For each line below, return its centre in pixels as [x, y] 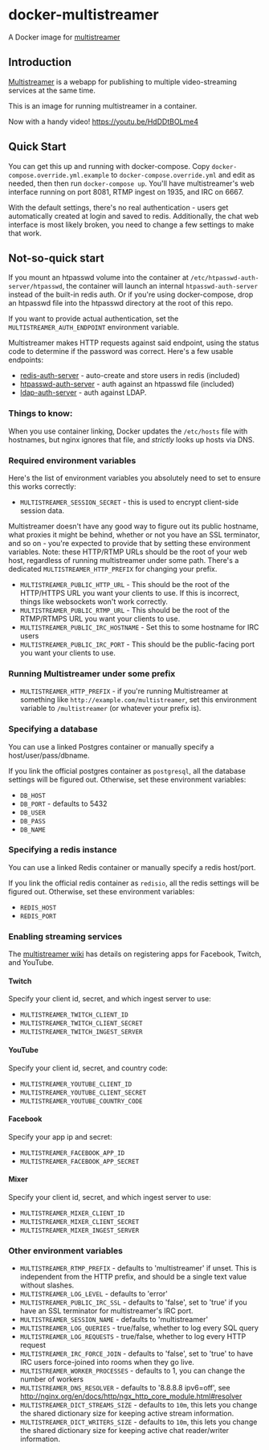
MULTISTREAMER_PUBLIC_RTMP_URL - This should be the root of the [125, 610]
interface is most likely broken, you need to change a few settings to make [131, 224]
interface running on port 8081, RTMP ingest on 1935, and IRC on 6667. [126, 191]
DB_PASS [33, 821]
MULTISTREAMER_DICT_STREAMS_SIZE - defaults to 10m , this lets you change [139, 1405]
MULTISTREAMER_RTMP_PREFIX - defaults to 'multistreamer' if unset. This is [138, 1268]
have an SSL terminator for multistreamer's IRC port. [107, 1311]
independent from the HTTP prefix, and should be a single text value [133, 1277]
